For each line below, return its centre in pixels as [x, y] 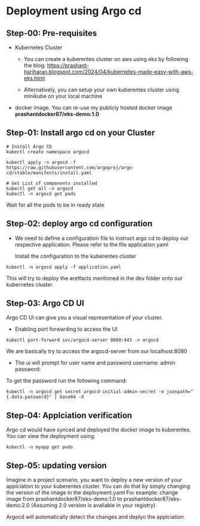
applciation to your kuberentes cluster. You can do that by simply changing [98, 487]
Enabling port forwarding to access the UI [66, 329]
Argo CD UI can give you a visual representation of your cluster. [84, 318]
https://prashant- [68, 65]
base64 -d [72, 397]
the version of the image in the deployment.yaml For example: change [92, 492]
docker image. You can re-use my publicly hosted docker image [93, 108]
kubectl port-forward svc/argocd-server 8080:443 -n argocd [83, 340]
